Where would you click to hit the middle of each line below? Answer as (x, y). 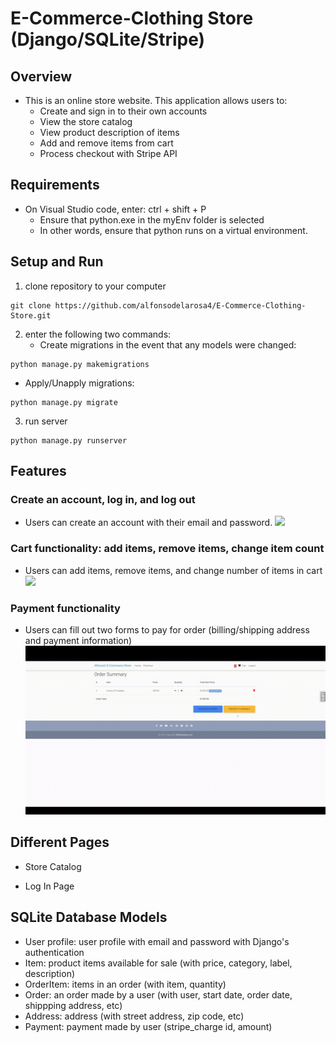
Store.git (31, 315)
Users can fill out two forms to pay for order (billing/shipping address (167, 629)
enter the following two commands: (98, 334)
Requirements (55, 185)
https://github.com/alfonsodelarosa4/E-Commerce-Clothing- (180, 305)
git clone (31, 305)
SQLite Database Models (89, 917)
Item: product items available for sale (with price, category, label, (158, 963)
